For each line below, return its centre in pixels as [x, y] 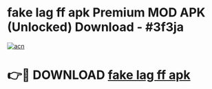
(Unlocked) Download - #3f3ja [96, 27]
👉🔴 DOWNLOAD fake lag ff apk [99, 75]
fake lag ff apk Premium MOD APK [106, 13]
